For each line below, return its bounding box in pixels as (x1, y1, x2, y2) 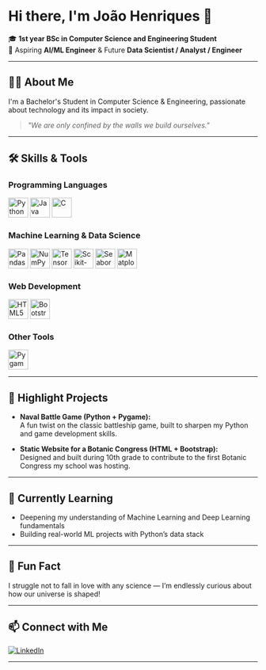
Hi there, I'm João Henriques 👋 (8, 7, 213, 25)
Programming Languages (8, 180, 108, 191)
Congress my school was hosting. (19, 461, 131, 470)
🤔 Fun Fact (8, 560, 61, 573)
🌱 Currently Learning (8, 491, 113, 505)
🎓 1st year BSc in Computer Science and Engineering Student (8, 33, 218, 43)
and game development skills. (19, 429, 117, 439)
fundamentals (19, 520, 65, 530)
